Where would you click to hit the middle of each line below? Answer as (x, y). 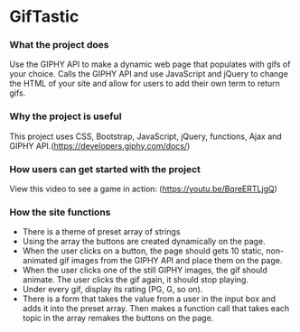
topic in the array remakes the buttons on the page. (118, 318)
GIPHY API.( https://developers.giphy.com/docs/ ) (100, 145)
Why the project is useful (66, 116)
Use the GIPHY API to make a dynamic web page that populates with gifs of (150, 64)
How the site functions (60, 212)
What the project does (59, 45)
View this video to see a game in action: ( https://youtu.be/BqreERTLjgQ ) (144, 189)
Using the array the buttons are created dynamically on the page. (144, 242)
